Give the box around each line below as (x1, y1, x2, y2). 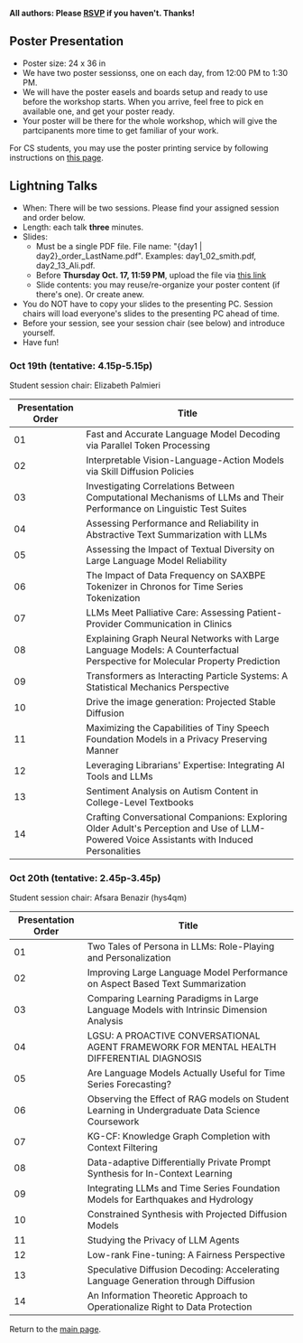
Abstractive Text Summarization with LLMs (86, 528, 268, 540)
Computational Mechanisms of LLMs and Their (86, 491, 284, 503)
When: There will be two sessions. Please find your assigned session (22, 202, 280, 213)
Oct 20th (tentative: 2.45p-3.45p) (9, 871, 161, 884)
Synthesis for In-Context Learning (87, 1168, 233, 1180)
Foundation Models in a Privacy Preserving (86, 732, 268, 745)
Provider (86, 617, 123, 630)
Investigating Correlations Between (86, 479, 235, 492)
